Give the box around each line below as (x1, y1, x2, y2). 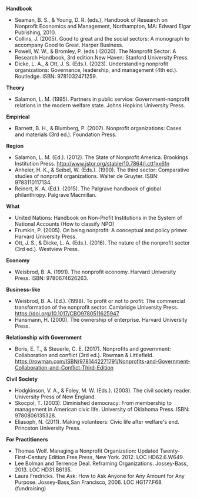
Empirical (6, 113, 30, 120)
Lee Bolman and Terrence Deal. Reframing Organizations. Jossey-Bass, (14, 460, 188, 467)
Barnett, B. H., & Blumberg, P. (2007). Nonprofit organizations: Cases (14, 125, 182, 131)
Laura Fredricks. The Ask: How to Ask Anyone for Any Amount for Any (14, 473, 185, 479)
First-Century (14, 454, 48, 460)
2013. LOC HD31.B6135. (14, 466, 72, 473)
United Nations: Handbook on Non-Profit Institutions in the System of (14, 215, 182, 221)
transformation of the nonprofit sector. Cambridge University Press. (14, 304, 179, 311)
